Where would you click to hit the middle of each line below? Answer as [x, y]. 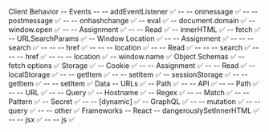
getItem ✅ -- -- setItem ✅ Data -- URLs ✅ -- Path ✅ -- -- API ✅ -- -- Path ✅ [134, 84]
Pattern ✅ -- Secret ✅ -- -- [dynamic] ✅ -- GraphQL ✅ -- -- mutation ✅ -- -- [134, 102]
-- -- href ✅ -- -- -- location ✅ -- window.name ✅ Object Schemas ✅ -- [126, 56]
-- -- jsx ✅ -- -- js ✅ [41, 120]
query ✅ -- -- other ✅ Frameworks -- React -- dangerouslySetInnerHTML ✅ [134, 110]
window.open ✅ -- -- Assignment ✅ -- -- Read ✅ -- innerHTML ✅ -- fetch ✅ [134, 30]
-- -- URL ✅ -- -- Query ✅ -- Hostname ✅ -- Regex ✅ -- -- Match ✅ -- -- [129, 92]
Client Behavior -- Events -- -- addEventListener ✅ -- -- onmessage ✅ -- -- [133, 12]
